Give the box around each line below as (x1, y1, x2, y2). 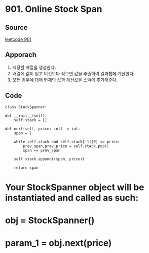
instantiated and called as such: (5, 192, 139, 203)
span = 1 (14, 130, 32, 136)
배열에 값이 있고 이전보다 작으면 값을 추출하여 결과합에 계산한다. (12, 70, 135, 76)
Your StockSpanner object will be (5, 182, 145, 193)
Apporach (5, 51, 37, 59)
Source (5, 23, 28, 32)
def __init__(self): (5, 113, 48, 118)
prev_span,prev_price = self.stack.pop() (23, 144, 110, 149)
